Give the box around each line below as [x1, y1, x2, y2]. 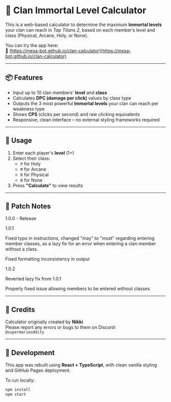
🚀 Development [5, 348, 55, 357]
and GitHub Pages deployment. [5, 367, 71, 373]
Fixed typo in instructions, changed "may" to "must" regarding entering [5, 235, 155, 242]
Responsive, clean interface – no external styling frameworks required [12, 116, 160, 123]
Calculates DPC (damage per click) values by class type [12, 94, 131, 101]
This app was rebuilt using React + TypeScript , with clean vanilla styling [5, 362, 157, 368]
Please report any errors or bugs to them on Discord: [5, 324, 116, 330]
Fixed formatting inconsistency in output [5, 256, 90, 262]
